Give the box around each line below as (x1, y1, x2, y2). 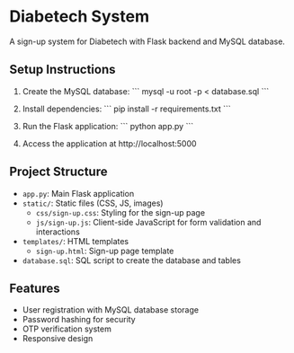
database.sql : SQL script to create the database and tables (22, 254, 241, 266)
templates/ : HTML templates (22, 235, 129, 246)
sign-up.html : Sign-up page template (35, 245, 174, 256)
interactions (35, 226, 81, 237)
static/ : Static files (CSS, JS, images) (22, 198, 164, 208)
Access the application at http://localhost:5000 (22, 137, 197, 149)
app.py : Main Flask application (22, 188, 135, 199)
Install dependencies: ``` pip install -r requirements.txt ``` (22, 103, 231, 114)
